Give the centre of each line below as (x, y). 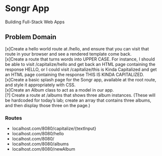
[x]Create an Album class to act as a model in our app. (60, 90)
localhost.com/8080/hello (38, 134)
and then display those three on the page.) (48, 105)
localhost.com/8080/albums (40, 144)
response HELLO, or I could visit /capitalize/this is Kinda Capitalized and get (81, 69)
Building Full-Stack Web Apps (35, 22)
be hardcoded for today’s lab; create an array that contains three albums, (78, 100)
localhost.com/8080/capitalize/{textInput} (54, 128)
